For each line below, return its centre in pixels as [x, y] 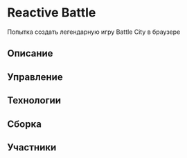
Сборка [24, 124]
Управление [35, 77]
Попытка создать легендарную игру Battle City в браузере [94, 32]
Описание [30, 53]
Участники [32, 147]
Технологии [34, 100]
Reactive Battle [52, 13]
